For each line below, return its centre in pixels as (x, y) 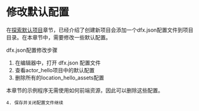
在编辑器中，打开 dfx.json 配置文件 (58, 63)
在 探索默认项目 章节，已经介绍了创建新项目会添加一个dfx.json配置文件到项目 (100, 30)
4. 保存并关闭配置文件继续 (35, 103)
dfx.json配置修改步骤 (32, 50)
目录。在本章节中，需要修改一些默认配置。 (59, 37)
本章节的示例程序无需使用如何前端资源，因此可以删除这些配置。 (85, 90)
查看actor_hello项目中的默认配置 (55, 70)
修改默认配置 (38, 12)
